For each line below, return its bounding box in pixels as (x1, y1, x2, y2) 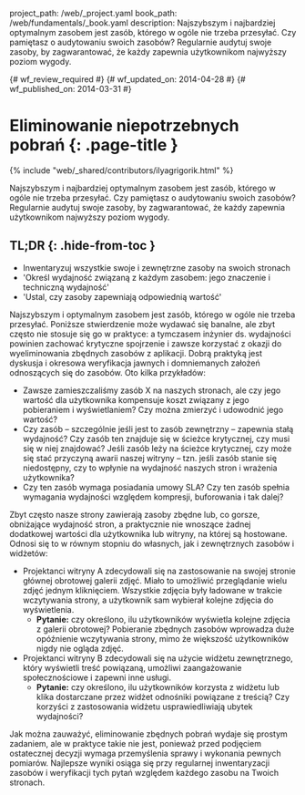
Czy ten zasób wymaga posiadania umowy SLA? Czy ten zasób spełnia (22, 481, 290, 492)
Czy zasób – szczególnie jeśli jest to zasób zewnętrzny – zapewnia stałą (22, 423, 294, 434)
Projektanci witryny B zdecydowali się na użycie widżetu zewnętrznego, (22, 652, 293, 664)
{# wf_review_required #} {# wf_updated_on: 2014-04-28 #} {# (9, 74, 246, 85)
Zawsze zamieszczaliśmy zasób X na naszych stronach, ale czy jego (22, 385, 281, 396)
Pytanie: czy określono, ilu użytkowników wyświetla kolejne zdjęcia (36, 614, 291, 625)
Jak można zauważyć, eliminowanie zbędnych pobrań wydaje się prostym (9, 728, 289, 739)
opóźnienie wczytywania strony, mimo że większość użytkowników (36, 633, 290, 644)
